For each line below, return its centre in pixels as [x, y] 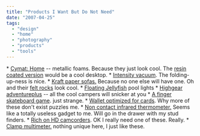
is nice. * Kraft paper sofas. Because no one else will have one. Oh [111, 81]
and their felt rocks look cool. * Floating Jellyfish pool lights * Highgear [95, 88]
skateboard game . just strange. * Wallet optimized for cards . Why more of [98, 100]
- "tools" [24, 51]
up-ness [17, 81]
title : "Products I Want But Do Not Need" [60, 12]
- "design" [25, 29]
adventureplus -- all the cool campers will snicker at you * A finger [89, 94]
